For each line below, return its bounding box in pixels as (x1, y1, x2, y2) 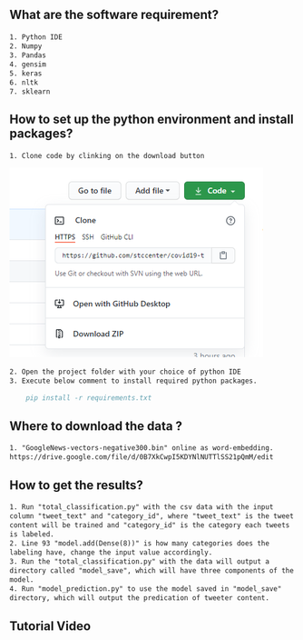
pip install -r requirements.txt (25, 393, 152, 403)
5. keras (9, 68, 43, 78)
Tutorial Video (9, 618, 92, 634)
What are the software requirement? (9, 7, 220, 23)
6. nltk (9, 77, 39, 87)
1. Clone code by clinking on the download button (9, 151, 205, 160)
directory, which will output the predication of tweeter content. (9, 594, 270, 603)
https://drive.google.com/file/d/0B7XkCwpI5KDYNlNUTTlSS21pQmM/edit (9, 453, 274, 462)
